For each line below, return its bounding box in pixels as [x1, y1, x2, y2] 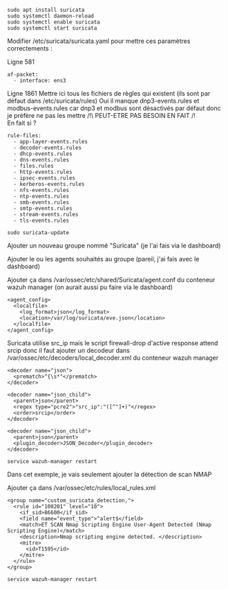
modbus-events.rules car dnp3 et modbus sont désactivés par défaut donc [7, 104, 221, 112]
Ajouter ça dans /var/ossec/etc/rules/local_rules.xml [7, 484, 156, 492]
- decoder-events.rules [13, 144, 82, 151]
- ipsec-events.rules [13, 175, 76, 182]
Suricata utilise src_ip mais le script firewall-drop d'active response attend [7, 339, 218, 347]
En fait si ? [7, 119, 37, 127]
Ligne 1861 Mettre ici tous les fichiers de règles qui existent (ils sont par [7, 89, 211, 97]
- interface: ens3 [13, 77, 67, 84]
